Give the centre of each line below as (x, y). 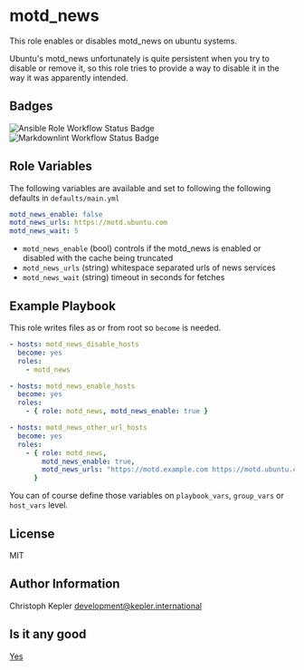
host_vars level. (38, 505)
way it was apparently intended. (69, 77)
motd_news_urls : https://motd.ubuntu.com (89, 223)
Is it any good (48, 634)
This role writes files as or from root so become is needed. (115, 328)
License (32, 534)
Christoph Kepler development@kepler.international (105, 606)
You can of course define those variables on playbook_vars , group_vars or (147, 496)
